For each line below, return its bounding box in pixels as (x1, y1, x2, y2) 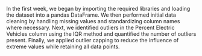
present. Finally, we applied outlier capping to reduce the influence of (6, 37, 179, 43)
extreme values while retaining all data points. (6, 43, 120, 50)
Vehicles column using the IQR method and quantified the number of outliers (6, 30, 197, 38)
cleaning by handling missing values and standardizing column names (6, 18, 180, 24)
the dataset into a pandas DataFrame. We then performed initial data (6, 11, 177, 18)
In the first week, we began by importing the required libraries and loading (6, 5, 191, 12)
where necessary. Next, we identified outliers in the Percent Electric (6, 24, 175, 31)
